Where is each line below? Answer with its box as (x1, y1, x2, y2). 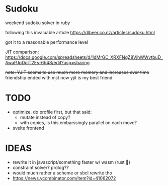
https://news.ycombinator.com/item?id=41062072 (12, 175, 116, 181)
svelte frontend (12, 125, 44, 131)
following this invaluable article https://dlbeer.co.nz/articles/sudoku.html (5, 29, 155, 35)
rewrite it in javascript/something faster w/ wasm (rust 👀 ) (12, 159, 131, 165)
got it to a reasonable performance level (5, 39, 88, 45)
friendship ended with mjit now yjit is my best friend (5, 74, 113, 80)
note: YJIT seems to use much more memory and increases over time (5, 69, 149, 75)
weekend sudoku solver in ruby (5, 20, 70, 26)
